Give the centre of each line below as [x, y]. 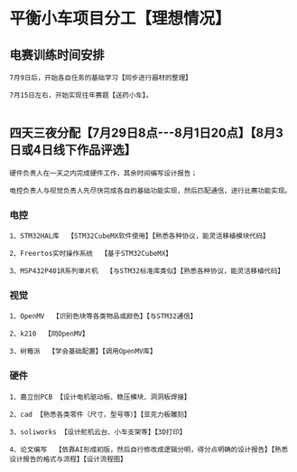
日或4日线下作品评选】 [73, 150]
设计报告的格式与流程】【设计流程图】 [69, 459]
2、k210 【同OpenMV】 [49, 334]
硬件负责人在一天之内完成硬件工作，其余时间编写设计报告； [103, 173]
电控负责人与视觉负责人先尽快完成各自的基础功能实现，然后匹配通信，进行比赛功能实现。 [150, 191]
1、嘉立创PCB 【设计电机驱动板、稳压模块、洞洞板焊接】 [100, 397]
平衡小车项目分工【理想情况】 [121, 19]
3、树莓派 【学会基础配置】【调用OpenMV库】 [83, 352]
